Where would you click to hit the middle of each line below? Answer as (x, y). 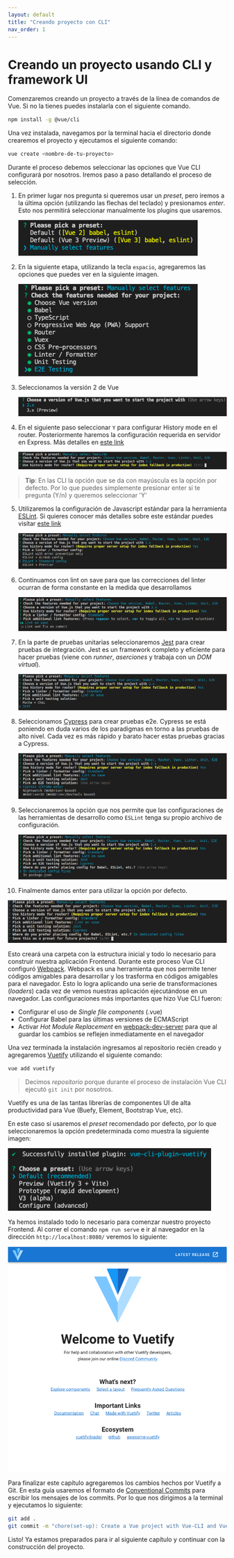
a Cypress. (33, 744)
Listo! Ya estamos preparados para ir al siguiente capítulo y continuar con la (116, 1539)
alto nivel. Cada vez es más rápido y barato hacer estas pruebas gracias (121, 736)
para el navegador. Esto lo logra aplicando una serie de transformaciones (112, 984)
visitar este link (40, 524)
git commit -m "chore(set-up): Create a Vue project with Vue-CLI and (112, 1526)
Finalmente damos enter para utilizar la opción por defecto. (103, 891)
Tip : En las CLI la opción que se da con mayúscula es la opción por (121, 481)
